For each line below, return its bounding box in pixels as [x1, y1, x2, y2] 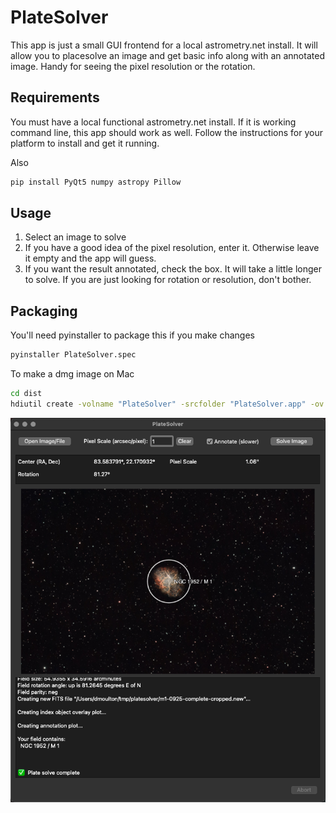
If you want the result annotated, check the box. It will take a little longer [24, 263, 322, 275]
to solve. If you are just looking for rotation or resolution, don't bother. [24, 274, 312, 286]
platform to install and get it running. [10, 137, 160, 149]
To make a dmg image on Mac [10, 368, 135, 380]
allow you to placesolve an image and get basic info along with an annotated [10, 49, 325, 61]
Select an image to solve [24, 231, 127, 243]
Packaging [10, 302, 78, 320]
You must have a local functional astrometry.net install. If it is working [10, 116, 297, 128]
